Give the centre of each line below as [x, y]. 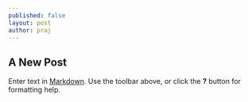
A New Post [38, 62]
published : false [37, 15]
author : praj [30, 30]
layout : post [30, 23]
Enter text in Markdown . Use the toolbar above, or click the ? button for [124, 81]
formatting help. [35, 90]
